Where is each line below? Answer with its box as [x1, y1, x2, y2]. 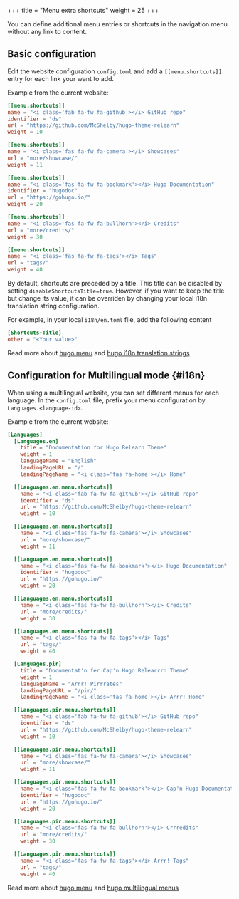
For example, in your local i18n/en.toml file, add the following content [7, 316, 212, 324]
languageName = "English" [20, 457, 97, 465]
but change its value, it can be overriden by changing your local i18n [7, 294, 208, 303]
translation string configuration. [7, 302, 100, 311]
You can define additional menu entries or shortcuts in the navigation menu [7, 20, 228, 28]
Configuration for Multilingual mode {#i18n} [7, 370, 206, 382]
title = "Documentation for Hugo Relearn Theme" [20, 445, 167, 452]
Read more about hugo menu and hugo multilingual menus [7, 883, 179, 892]
